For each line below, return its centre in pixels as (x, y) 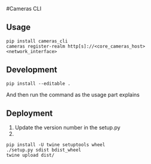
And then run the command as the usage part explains (73, 94)
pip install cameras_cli (37, 41)
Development (32, 70)
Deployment (30, 114)
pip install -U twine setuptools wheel (56, 145)
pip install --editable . (38, 83)
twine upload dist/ (30, 155)
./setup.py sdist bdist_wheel (44, 150)
